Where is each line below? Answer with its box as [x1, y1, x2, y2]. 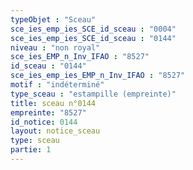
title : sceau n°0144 [10, 98, 97, 108]
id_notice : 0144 [10, 117, 78, 127]
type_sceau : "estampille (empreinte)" [10, 89, 177, 99]
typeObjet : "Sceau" [10, 14, 97, 25]
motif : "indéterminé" [10, 80, 105, 90]
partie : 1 [10, 145, 52, 155]
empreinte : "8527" [10, 107, 87, 118]
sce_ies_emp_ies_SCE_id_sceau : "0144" [10, 33, 177, 43]
